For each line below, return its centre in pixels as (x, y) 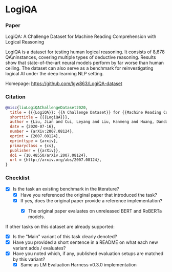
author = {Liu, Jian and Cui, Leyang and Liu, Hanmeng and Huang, (82, 122)
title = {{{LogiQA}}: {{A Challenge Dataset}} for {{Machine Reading (85, 112)
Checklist (17, 178)
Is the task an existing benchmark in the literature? (66, 189)
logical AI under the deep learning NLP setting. (55, 74)
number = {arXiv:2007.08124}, (42, 132)
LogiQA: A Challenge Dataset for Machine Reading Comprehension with (81, 36)
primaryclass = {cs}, (33, 145)
